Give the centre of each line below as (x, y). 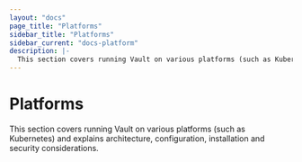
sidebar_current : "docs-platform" (74, 43)
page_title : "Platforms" (56, 26)
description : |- (40, 51)
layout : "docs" (38, 18)
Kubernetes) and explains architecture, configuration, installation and (137, 138)
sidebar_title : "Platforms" (62, 34)
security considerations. (54, 148)
